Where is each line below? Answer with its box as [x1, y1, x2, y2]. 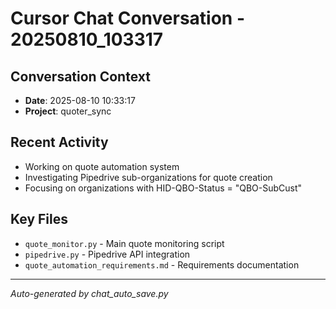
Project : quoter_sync [24, 105, 112, 117]
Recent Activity [10, 134, 109, 151]
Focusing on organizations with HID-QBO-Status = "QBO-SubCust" [24, 182, 303, 194]
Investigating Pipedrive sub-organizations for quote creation [24, 171, 273, 183]
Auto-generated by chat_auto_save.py [10, 287, 169, 299]
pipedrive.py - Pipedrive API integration [24, 248, 191, 260]
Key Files [10, 211, 68, 228]
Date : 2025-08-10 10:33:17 [24, 95, 136, 106]
